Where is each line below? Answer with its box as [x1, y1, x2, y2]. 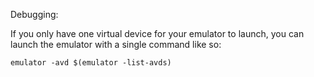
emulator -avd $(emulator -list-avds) [10, 58, 172, 68]
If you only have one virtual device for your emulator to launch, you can [10, 28, 305, 39]
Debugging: [10, 9, 59, 20]
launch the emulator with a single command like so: [10, 39, 222, 50]
